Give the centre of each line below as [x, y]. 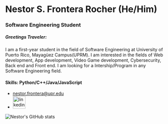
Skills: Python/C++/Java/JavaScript [44, 82]
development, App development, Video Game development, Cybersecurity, [83, 60]
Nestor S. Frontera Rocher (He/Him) [81, 9]
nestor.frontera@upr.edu [38, 93]
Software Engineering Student [43, 25]
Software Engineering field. [34, 71]
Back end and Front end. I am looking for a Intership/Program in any [76, 66]
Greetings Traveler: [26, 37]
